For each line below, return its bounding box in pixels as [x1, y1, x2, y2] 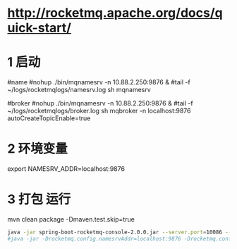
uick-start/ [7, 20, 72, 36]
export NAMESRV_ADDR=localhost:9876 [7, 165, 126, 173]
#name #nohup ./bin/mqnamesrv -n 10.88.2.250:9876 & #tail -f [7, 78, 190, 87]
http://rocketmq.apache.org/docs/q [7, 5, 224, 21]
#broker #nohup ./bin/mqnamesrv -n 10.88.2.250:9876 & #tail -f [7, 99, 193, 108]
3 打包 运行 [7, 191, 71, 207]
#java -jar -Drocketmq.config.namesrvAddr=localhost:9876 [7, 235, 181, 242]
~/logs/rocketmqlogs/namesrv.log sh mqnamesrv [7, 86, 152, 94]
